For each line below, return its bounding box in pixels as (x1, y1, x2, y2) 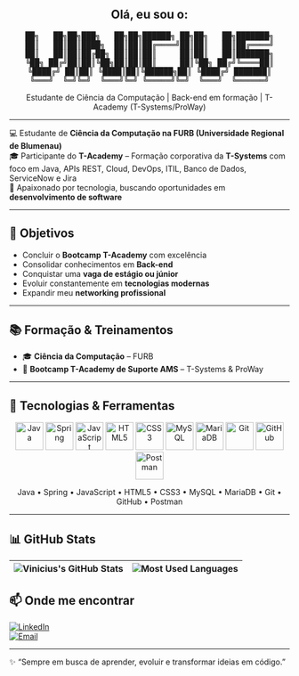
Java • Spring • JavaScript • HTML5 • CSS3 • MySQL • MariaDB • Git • (17, 487, 282, 498)
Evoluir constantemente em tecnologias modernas (21, 278, 210, 289)
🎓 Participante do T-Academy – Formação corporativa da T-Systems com (9, 151, 287, 161)
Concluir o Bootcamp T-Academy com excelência (21, 249, 207, 260)
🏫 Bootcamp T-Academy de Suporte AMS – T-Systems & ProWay (21, 364, 264, 375)
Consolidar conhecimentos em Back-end (21, 258, 174, 270)
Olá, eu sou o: (110, 7, 189, 22)
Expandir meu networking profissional (21, 287, 166, 297)
